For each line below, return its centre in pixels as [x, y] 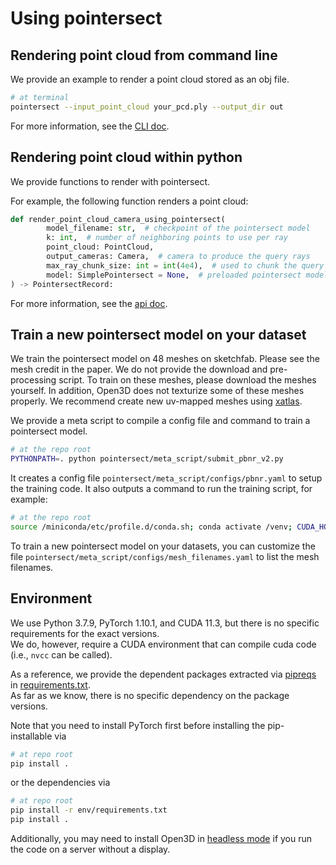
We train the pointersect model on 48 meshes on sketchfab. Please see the [165, 359]
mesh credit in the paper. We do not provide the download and [139, 369]
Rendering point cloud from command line [144, 55]
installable [31, 736]
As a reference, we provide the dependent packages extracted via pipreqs [163, 674]
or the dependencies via [60, 783]
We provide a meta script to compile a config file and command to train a [160, 421]
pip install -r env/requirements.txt [89, 810]
